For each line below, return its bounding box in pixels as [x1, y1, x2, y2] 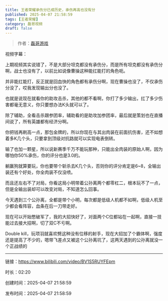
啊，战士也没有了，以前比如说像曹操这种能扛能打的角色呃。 [5, 68, 128, 74]
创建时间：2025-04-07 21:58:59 [5, 280, 71, 286]
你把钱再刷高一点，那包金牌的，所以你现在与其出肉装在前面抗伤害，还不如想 [5, 129, 163, 135]
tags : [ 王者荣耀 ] [5, 17, 38, 22]
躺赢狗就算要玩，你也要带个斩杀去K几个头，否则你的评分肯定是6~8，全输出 [5, 163, 161, 169]
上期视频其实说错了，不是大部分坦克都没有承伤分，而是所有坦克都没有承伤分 [5, 62, 163, 68]
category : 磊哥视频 [5, 21, 43, 27]
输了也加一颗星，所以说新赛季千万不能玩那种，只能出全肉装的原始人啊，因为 [5, 146, 163, 152]
